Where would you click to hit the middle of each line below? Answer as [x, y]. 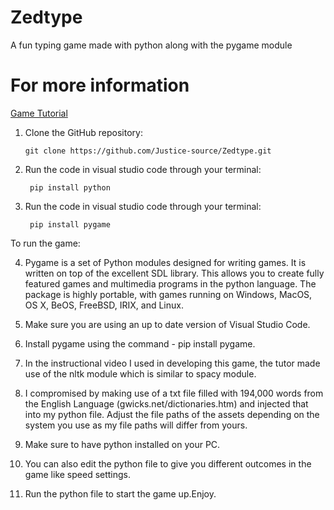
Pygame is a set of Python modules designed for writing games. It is [165, 262]
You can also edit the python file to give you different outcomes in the [168, 463]
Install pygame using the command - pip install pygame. [140, 343]
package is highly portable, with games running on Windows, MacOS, [168, 294]
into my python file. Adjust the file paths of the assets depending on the [172, 414]
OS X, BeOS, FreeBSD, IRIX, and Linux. [104, 305]
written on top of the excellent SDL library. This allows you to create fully [174, 273]
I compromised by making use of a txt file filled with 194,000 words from [174, 393]
